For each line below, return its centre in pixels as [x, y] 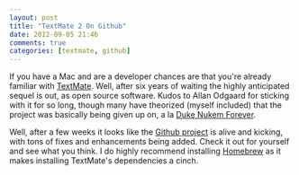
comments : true [38, 43]
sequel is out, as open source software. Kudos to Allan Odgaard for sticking [149, 96]
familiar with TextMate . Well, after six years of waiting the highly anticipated [149, 86]
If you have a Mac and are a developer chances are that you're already [140, 76]
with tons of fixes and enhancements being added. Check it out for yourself [149, 142]
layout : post [34, 17]
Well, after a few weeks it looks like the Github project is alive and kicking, [146, 132]
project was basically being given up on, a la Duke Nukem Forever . [133, 115]
